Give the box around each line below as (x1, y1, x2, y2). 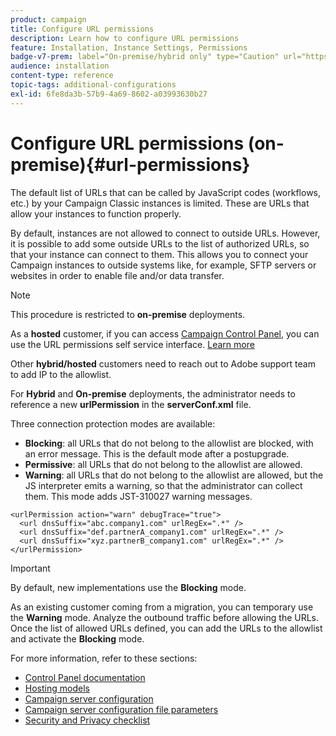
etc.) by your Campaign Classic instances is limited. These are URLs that (10, 197, 310, 209)
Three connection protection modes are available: (10, 417, 216, 430)
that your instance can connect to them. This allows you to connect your (10, 248, 309, 260)
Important (10, 562, 51, 574)
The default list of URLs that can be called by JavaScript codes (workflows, (10, 186, 322, 198)
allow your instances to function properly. (10, 207, 182, 220)
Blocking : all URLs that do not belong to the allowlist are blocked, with (24, 437, 314, 449)
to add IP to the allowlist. (10, 368, 112, 380)
